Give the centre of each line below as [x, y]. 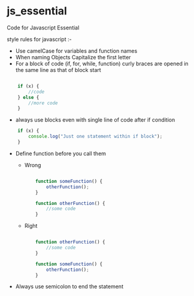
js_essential [37, 11]
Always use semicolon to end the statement [69, 286]
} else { [28, 97]
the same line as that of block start [58, 70]
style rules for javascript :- [39, 39]
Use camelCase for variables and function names [76, 51]
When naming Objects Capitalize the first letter [73, 57]
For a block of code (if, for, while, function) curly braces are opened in [102, 64]
